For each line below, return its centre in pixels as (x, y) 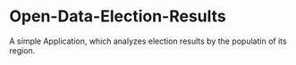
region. (22, 50)
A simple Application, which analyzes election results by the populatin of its (148, 41)
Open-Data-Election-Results (118, 16)
